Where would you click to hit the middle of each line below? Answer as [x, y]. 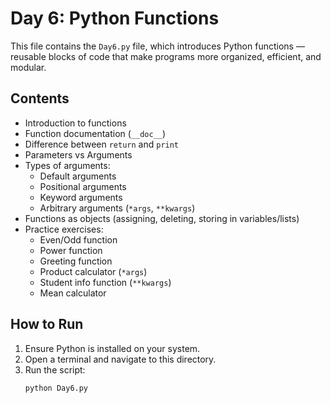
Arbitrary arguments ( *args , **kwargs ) [117, 208]
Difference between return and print [102, 144]
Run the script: [55, 369]
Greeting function [76, 261]
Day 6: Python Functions [115, 18]
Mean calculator [73, 293]
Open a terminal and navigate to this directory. [120, 359]
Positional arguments [83, 186]
